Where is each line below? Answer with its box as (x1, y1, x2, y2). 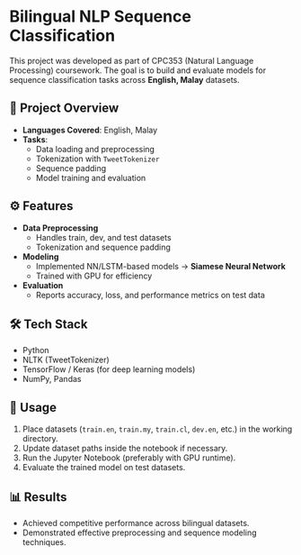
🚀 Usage (9, 399, 57, 415)
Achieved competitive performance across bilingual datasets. (22, 518, 250, 528)
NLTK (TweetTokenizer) (22, 354, 110, 366)
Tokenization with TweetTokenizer (35, 153, 160, 164)
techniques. (22, 537, 66, 547)
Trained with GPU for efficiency (35, 270, 153, 281)
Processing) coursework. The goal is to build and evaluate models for (9, 65, 267, 76)
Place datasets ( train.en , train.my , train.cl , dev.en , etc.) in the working (22, 423, 293, 434)
